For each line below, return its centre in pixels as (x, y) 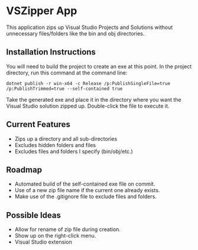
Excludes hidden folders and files (55, 145)
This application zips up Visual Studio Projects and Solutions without (90, 27)
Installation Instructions (51, 52)
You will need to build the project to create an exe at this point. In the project (99, 66)
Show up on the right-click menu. (55, 236)
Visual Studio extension (43, 242)
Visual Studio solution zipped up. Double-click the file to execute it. (88, 106)
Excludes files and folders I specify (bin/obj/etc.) (74, 151)
